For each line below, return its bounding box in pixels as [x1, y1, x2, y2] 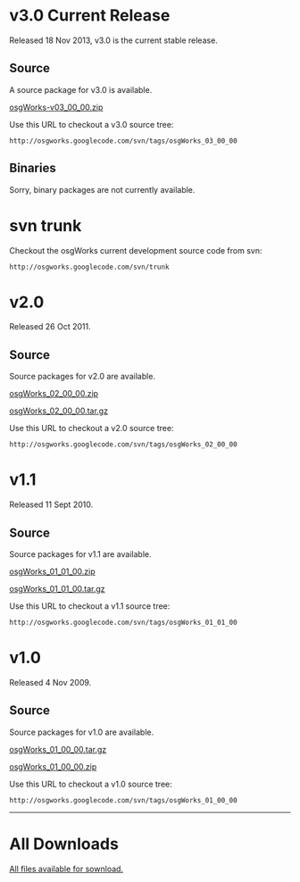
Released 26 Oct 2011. [9, 321, 91, 332]
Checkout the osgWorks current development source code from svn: [9, 245, 262, 255]
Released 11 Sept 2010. [9, 499, 94, 510]
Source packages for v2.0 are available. [9, 371, 156, 382]
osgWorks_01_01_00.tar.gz [9, 584, 105, 594]
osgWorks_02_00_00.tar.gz [9, 405, 109, 416]
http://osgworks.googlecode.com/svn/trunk [9, 262, 170, 271]
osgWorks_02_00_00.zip [9, 388, 99, 399]
